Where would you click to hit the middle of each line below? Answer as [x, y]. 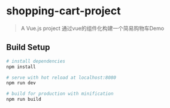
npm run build [24, 100]
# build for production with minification [60, 94]
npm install [21, 67]
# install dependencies [36, 61]
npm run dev [21, 83]
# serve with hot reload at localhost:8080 [61, 78]
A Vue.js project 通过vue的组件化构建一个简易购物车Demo [92, 28]
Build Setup [28, 47]
